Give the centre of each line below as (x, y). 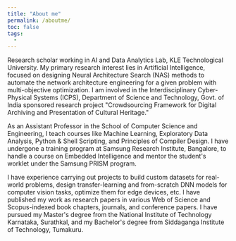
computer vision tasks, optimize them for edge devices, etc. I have (104, 192)
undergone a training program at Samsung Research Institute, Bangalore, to (117, 149)
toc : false (23, 27)
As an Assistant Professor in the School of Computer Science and (103, 126)
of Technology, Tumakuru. (45, 230)
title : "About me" (34, 14)
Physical (20, 98)
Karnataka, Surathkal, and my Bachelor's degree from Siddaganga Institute (116, 222)
